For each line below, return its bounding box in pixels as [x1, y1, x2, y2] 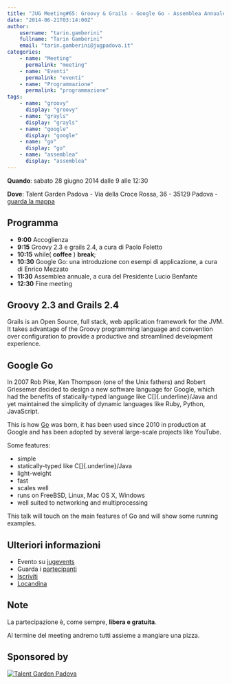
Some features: [7, 441, 51, 450]
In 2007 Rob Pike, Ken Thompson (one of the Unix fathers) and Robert [7, 378, 206, 386]
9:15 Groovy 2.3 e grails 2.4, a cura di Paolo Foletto [16, 243, 163, 251]
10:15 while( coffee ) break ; [16, 250, 96, 259]
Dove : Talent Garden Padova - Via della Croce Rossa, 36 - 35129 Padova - [7, 190, 218, 198]
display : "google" [25, 132, 78, 139]
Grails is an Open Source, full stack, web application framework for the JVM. [7, 318, 224, 326]
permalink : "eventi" [25, 74, 85, 81]
